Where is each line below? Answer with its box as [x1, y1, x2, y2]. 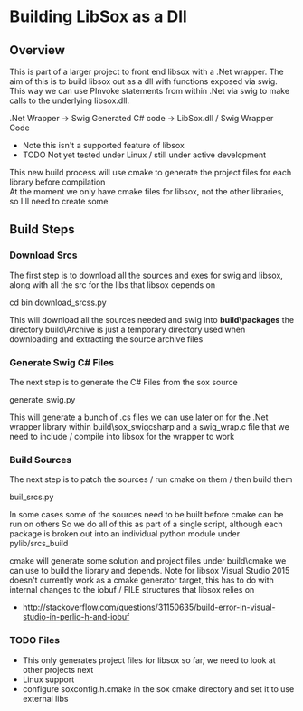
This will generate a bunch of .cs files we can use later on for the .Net [9, 412, 269, 422]
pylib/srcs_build [9, 538, 69, 549]
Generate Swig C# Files [9, 355, 115, 368]
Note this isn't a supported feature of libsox [22, 140, 185, 150]
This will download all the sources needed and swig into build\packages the [9, 314, 295, 325]
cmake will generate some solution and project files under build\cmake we [9, 555, 287, 566]
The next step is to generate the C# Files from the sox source [9, 376, 238, 387]
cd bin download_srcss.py [9, 297, 107, 308]
